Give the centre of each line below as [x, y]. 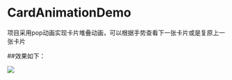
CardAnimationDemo [69, 13]
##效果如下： [26, 56]
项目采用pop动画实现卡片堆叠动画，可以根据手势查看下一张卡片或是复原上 [113, 32]
